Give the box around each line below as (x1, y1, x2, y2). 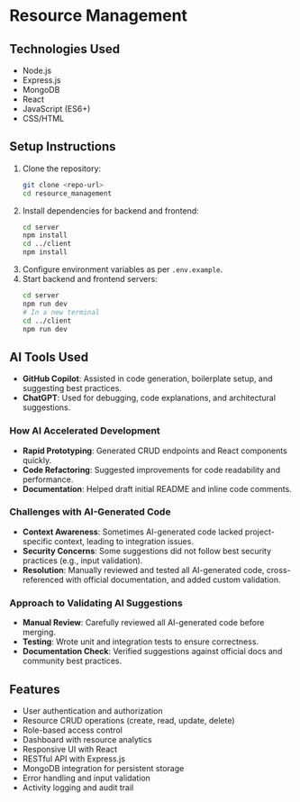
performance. (22, 474, 74, 485)
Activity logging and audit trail (22, 781, 134, 793)
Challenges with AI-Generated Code (9, 506, 171, 518)
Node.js (22, 65, 52, 76)
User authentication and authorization (22, 705, 164, 716)
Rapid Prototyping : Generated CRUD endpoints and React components (22, 445, 288, 456)
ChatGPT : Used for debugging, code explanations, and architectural (22, 393, 277, 404)
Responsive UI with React (22, 743, 118, 754)
